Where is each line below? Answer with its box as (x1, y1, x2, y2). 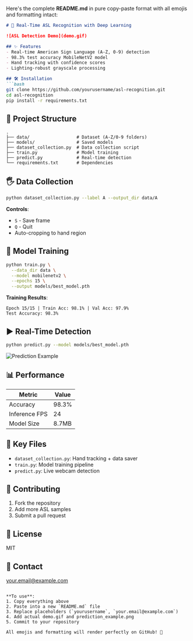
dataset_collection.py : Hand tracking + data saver (14, 454, 138, 461)
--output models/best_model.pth (11, 284, 90, 290)
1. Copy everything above (6, 598, 69, 604)
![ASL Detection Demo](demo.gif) (6, 33, 87, 39)
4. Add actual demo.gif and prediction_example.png (6, 614, 134, 619)
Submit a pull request (14, 512, 66, 519)
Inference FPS (9, 409, 48, 418)
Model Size (9, 419, 40, 428)
